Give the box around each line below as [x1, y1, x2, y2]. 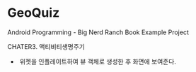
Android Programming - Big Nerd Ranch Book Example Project [7, 28, 189, 36]
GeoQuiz [7, 5, 60, 21]
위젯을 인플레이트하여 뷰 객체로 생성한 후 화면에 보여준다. [19, 57, 177, 66]
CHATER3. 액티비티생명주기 [7, 42, 85, 50]
